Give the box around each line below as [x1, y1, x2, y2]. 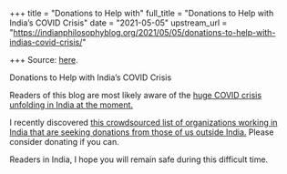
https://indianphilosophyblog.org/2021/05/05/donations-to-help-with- [13, 27, 276, 37]
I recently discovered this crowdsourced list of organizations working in [9, 118, 278, 128]
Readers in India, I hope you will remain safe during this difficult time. [9, 154, 269, 165]
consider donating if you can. [9, 137, 120, 147]
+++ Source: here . [9, 55, 79, 65]
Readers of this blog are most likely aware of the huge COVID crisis [9, 90, 262, 100]
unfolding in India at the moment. [9, 99, 134, 110]
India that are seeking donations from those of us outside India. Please [9, 127, 274, 138]
